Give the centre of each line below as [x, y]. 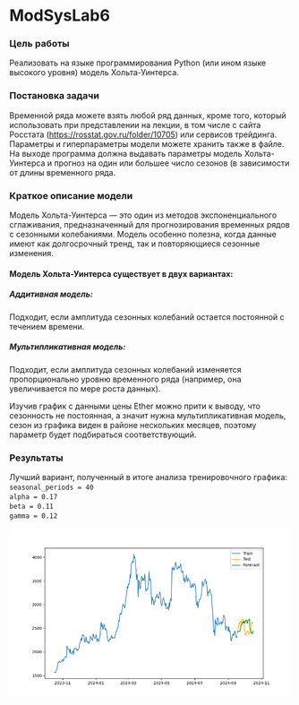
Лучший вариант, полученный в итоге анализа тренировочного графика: [149, 477]
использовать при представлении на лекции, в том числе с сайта [135, 125]
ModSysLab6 [60, 16]
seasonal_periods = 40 [51, 487]
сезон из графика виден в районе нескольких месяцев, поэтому [133, 425]
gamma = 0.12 [34, 516]
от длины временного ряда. [63, 172]
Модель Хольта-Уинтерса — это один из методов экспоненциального [143, 215]
